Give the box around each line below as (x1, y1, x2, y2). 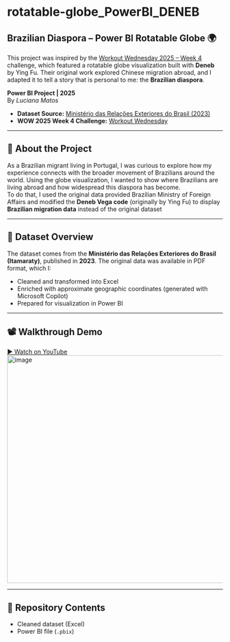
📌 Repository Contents (7, 602, 106, 613)
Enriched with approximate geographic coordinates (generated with (16, 284, 208, 293)
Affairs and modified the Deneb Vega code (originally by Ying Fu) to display (7, 197, 220, 206)
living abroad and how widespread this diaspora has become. (7, 183, 181, 191)
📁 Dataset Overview (7, 231, 94, 243)
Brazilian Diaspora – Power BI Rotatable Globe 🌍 (7, 32, 217, 44)
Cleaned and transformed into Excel (16, 277, 118, 285)
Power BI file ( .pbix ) (16, 628, 75, 636)
